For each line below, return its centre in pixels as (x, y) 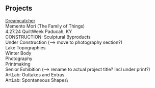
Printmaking (18, 64)
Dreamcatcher (20, 20)
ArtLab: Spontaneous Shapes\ (37, 80)
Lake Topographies (25, 47)
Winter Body (18, 53)
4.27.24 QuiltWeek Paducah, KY (39, 31)
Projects (19, 8)
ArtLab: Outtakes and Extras (35, 75)
